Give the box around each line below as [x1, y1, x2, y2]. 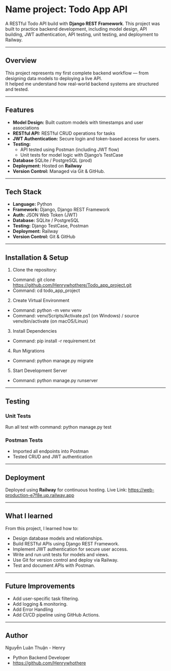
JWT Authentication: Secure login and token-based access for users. [12, 135, 160, 141]
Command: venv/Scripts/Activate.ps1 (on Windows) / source [12, 313, 139, 319]
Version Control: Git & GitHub [12, 234, 75, 240]
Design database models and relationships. [12, 535, 103, 541]
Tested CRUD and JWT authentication [12, 454, 93, 460]
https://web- [128, 486, 155, 493]
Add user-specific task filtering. [12, 595, 79, 602]
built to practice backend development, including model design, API [5, 26, 148, 32]
